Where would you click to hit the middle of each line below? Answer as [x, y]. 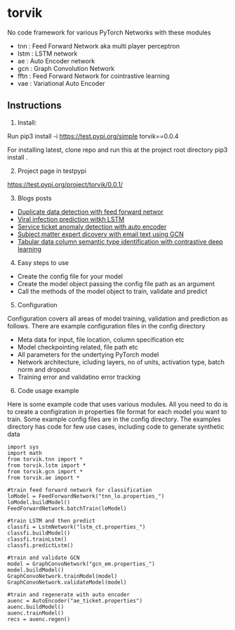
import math [25, 453]
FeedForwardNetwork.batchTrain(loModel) [67, 508]
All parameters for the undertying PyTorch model [88, 354]
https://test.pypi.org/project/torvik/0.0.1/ [65, 184]
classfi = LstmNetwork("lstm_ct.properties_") [76, 527]
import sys [23, 447]
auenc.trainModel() [36, 613]
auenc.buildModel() [36, 607]
